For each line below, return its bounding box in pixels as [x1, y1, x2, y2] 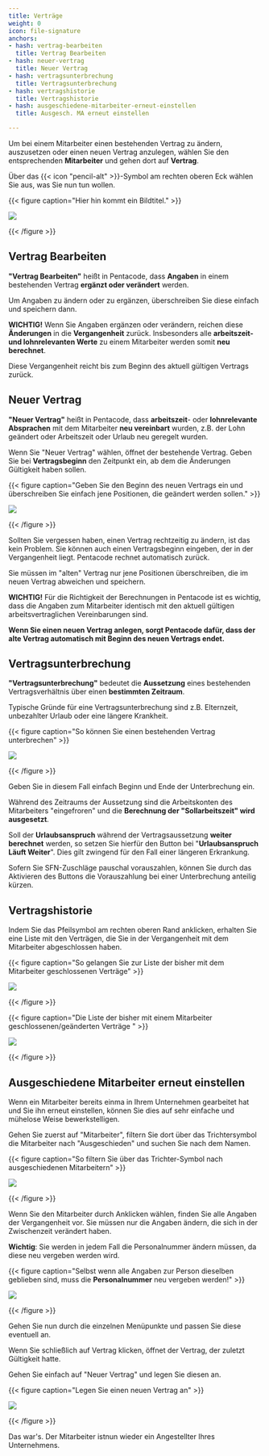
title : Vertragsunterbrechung [15, 79, 117, 87]
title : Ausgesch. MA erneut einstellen [15, 110, 150, 118]
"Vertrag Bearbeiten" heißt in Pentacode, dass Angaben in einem [8, 271, 230, 281]
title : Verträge [8, 11, 63, 20]
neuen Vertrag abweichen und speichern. [8, 577, 147, 586]
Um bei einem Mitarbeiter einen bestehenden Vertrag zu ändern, [8, 139, 223, 148]
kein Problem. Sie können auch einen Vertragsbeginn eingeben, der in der [8, 543, 254, 553]
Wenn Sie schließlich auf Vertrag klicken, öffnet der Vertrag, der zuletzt [8, 1345, 246, 1355]
